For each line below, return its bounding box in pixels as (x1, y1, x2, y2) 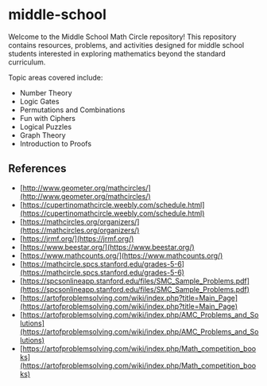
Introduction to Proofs (19, 138, 92, 148)
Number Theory (19, 88, 73, 97)
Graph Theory (19, 130, 66, 140)
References (8, 162, 67, 176)
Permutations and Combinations (19, 105, 126, 115)
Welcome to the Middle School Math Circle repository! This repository (8, 32, 237, 41)
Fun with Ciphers (19, 113, 76, 123)
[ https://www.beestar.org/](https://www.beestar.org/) (19, 242, 195, 251)
